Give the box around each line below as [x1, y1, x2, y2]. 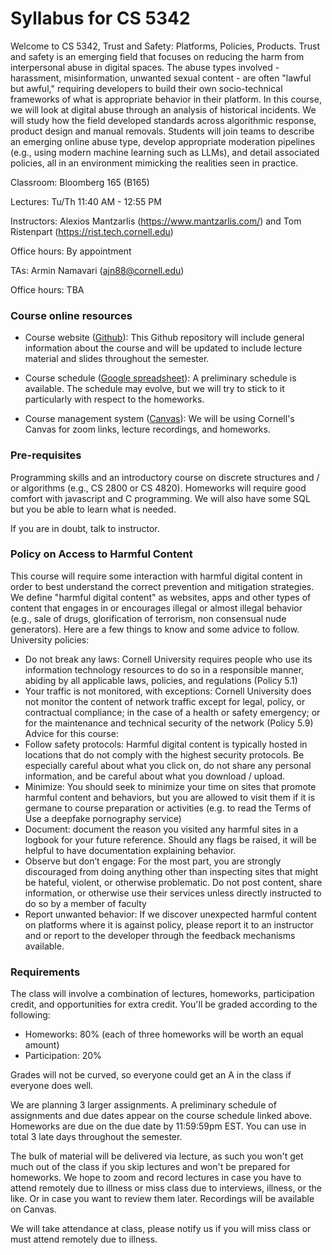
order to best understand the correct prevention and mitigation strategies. [10, 580, 315, 592]
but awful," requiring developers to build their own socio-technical [10, 82, 283, 94]
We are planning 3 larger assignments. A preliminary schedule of [10, 1099, 277, 1111]
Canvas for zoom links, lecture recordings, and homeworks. [24, 423, 271, 436]
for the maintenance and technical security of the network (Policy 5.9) [24, 717, 314, 729]
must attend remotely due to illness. [10, 1233, 158, 1246]
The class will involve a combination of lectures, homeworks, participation [10, 988, 315, 1000]
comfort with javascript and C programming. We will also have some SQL [10, 492, 311, 504]
